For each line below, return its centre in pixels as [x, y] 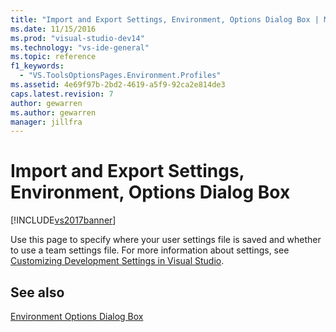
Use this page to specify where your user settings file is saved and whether [166, 240]
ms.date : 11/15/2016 [53, 29]
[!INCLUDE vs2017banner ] [63, 220]
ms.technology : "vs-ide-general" [80, 47]
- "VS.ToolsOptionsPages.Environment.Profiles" [120, 76]
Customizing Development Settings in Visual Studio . [117, 261]
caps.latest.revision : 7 [62, 94]
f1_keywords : [37, 66]
